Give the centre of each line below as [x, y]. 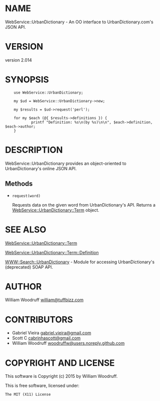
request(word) [26, 196]
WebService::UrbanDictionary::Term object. [56, 210]
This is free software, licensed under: [42, 385]
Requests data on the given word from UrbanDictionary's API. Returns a [84, 205]
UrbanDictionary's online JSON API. [41, 168]
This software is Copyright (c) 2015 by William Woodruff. [61, 376]
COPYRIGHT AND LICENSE [60, 363]
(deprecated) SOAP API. [29, 267]
